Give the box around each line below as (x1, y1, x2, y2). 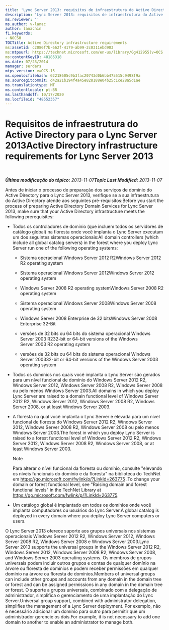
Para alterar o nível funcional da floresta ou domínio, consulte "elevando (12, 465, 162, 471)
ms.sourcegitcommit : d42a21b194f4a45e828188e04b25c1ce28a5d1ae (5, 78, 141, 83)
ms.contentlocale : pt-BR (5, 87, 57, 92)
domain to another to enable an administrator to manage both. (5, 619, 134, 625)
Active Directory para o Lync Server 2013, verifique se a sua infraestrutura (5, 192, 159, 199)
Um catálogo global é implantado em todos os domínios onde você (12, 502, 151, 508)
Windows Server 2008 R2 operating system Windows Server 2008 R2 (20, 285, 164, 291)
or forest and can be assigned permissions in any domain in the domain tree (5, 581, 163, 588)
